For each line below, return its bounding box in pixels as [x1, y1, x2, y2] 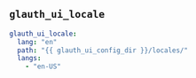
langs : [17, 54, 42, 63]
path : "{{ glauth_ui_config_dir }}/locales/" [17, 45, 189, 55]
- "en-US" [25, 62, 62, 71]
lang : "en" [17, 37, 58, 46]
